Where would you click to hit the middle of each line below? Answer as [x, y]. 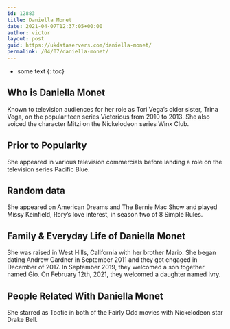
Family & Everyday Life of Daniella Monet [96, 236]
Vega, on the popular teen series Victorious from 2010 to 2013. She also [109, 117]
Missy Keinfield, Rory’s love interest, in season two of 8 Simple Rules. [105, 215]
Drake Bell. [22, 319]
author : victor [29, 33]
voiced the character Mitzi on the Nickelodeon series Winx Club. [98, 123]
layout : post [26, 39]
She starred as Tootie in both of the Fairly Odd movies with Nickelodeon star [115, 312]
